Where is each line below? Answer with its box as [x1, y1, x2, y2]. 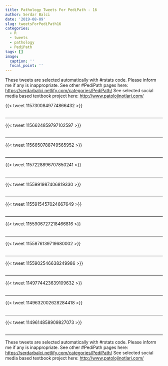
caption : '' [9, 59, 35, 64]
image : [5, 54, 19, 59]
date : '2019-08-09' [5, 17, 46, 22]
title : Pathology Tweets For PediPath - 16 [5, 7, 97, 13]
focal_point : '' [9, 63, 43, 68]
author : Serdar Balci [5, 12, 50, 17]
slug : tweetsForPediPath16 [5, 21, 61, 27]
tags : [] [5, 49, 23, 54]
